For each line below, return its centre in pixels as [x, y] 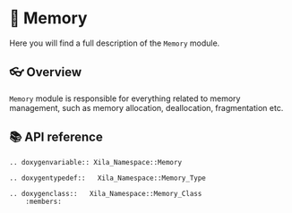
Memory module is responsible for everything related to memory [125, 98]
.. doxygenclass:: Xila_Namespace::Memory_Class [106, 193]
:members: [44, 201]
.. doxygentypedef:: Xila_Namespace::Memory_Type [107, 178]
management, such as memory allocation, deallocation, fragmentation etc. [146, 107]
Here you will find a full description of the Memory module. [115, 43]
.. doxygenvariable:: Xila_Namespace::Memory [95, 162]
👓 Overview [46, 72]
